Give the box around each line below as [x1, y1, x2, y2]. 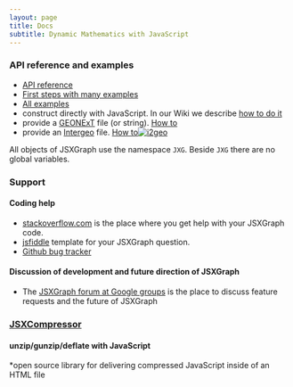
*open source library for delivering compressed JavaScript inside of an [9, 360, 270, 371]
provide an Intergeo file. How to [21, 127, 139, 137]
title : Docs [9, 21, 53, 30]
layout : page [9, 12, 58, 22]
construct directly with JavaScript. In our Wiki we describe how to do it [21, 108, 282, 119]
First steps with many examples [21, 88, 139, 99]
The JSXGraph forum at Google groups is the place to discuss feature [21, 286, 279, 297]
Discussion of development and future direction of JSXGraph [9, 267, 240, 277]
